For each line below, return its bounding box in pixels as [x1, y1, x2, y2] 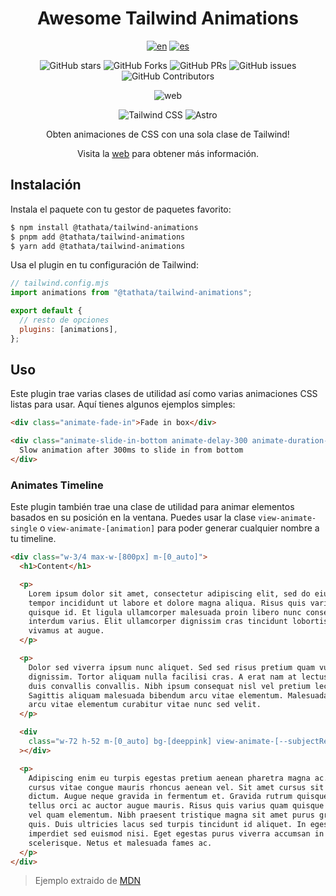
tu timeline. [10, 533, 57, 545]
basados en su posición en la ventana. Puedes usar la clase [10, 512, 257, 524]
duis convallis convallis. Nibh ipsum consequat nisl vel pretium [28, 681, 311, 691]
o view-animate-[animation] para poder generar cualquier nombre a [39, 522, 320, 534]
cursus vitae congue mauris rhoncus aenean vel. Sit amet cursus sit [28, 782, 325, 792]
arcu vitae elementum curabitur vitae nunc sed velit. [28, 700, 262, 710]
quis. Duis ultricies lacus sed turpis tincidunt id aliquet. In [28, 820, 307, 830]
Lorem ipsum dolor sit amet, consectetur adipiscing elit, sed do [28, 588, 311, 599]
